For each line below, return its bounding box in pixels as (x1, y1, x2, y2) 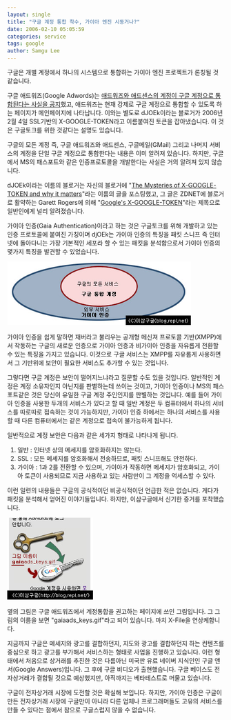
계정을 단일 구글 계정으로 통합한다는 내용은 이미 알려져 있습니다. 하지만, (19, 149, 212, 157)
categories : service (7, 33, 67, 40)
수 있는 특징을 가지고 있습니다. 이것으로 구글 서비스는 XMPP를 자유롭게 (7, 350, 198, 358)
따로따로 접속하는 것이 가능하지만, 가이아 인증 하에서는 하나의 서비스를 (19, 408, 208, 416)
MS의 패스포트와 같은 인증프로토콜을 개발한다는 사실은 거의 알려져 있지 (19, 158, 210, 166)
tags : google (7, 40, 45, 48)
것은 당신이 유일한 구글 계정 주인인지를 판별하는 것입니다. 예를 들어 (30, 390, 210, 399)
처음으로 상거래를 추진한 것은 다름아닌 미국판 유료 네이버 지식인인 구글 (25, 657, 214, 665)
